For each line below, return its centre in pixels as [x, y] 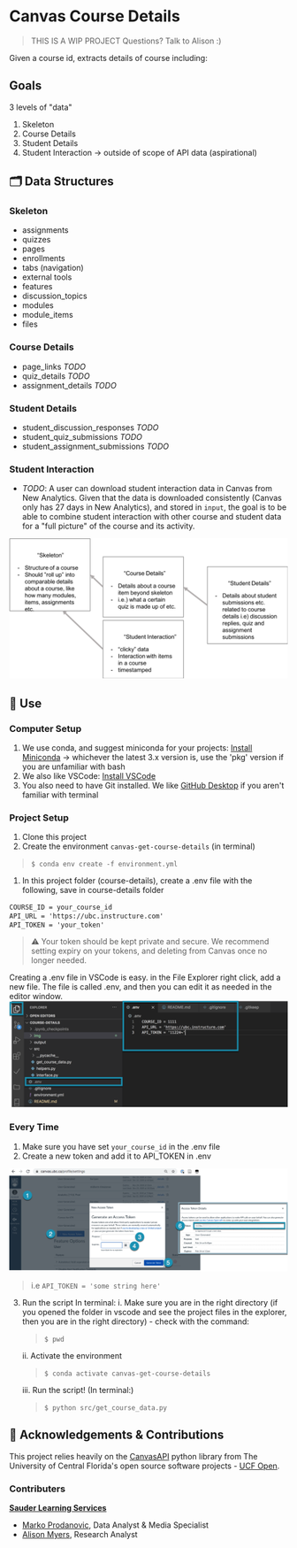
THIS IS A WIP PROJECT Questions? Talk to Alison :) [126, 41]
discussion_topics [54, 296]
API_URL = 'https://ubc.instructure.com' [87, 916]
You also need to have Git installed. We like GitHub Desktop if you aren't [153, 786]
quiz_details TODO [56, 376]
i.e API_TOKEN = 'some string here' [96, 1286]
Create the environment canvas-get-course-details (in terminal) [139, 846]
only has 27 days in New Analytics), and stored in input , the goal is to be [154, 507]
